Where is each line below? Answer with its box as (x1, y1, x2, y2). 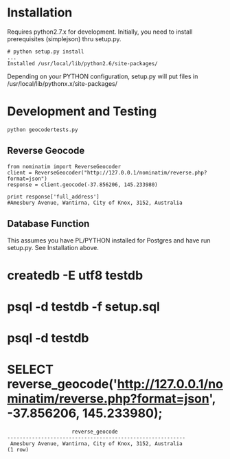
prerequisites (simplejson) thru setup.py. (7, 34, 122, 43)
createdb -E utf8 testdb (7, 267, 143, 283)
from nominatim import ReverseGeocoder (7, 163, 122, 170)
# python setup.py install (7, 48, 84, 55)
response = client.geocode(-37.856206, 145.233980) (7, 181, 158, 188)
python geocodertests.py (7, 126, 78, 133)
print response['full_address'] (7, 193, 100, 200)
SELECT (7, 362, 54, 377)
